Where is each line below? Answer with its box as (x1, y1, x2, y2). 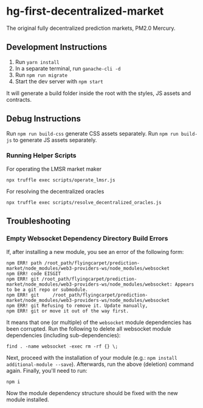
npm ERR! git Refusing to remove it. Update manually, (6, 303, 148, 309)
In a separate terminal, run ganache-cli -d (15, 65, 121, 72)
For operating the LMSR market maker (6, 165, 102, 172)
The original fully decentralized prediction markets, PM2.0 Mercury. (6, 24, 176, 32)
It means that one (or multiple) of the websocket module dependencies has (6, 318, 192, 326)
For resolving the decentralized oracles (6, 188, 105, 195)
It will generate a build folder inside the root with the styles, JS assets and (6, 90, 191, 97)
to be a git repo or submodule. (6, 286, 88, 293)
